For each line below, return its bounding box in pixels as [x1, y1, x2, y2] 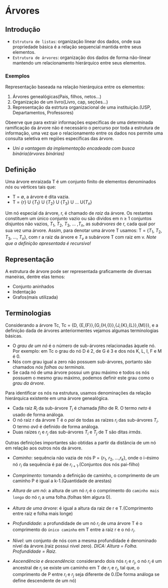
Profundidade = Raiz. [12, 548, 57, 554]
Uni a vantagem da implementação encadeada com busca [12, 145, 135, 151]
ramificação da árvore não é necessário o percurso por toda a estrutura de [5, 125, 160, 131]
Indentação [12, 289, 36, 295]
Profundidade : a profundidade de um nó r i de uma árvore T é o [12, 520, 143, 528]
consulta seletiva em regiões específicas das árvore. [5, 136, 114, 142]
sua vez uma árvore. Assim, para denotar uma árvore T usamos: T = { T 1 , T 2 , [5, 227, 162, 234]
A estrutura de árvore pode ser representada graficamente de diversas [5, 269, 152, 275]
